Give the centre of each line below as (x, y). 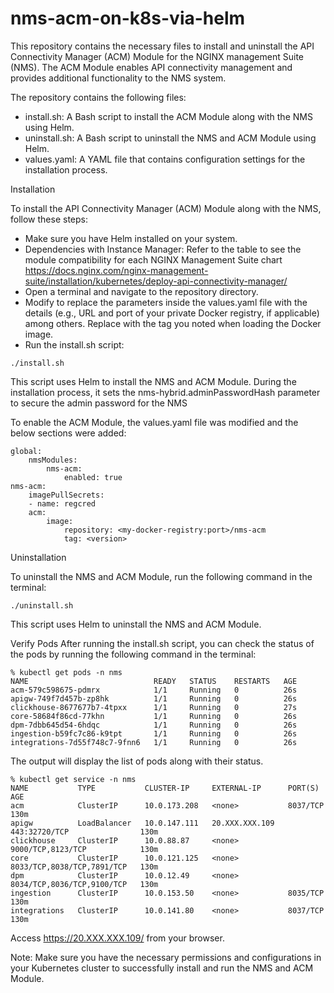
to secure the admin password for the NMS (99, 403)
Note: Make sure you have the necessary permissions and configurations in (166, 957)
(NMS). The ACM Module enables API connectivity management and (151, 67)
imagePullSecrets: (66, 495)
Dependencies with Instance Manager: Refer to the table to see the (163, 249)
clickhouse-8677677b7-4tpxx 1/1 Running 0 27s (154, 707)
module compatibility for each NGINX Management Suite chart (153, 259)
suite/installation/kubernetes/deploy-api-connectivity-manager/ (156, 281)
